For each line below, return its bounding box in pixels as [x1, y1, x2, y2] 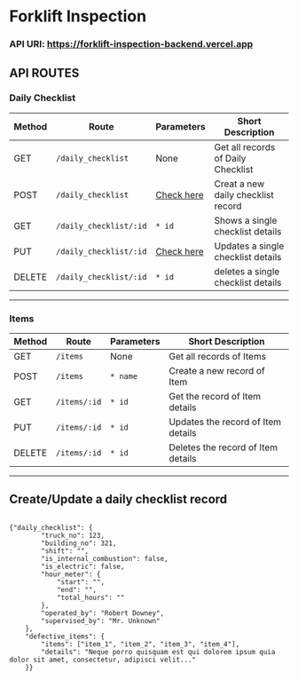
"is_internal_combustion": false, [41, 554, 169, 563]
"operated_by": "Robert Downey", [41, 608, 165, 618]
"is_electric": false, [41, 562, 125, 571]
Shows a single [214, 214, 278, 226]
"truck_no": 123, [41, 531, 105, 540]
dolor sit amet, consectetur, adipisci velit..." [9, 655, 197, 664]
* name [110, 371, 138, 382]
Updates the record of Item [168, 415, 282, 428]
